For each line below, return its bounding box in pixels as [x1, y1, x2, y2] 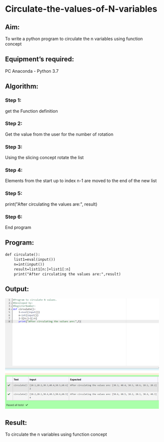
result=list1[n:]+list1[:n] [14, 267, 71, 272]
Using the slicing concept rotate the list [5, 155, 84, 161]
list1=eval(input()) [14, 257, 56, 262]
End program [5, 224, 32, 230]
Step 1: [5, 97, 21, 104]
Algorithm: [5, 82, 39, 91]
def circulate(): [5, 252, 41, 257]
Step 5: [5, 190, 23, 197]
